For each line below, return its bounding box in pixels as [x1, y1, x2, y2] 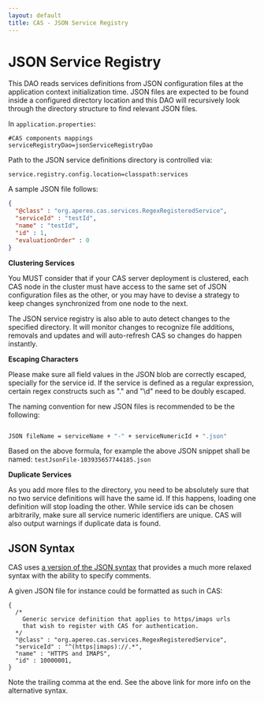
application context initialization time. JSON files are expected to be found [8, 88, 249, 97]
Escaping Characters [8, 354, 79, 364]
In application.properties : [8, 119, 96, 129]
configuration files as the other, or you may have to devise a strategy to [8, 290, 240, 300]
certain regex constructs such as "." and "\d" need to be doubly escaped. [8, 386, 247, 395]
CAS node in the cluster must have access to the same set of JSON [8, 282, 227, 291]
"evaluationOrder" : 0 [15, 236, 90, 245]
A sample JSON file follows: [8, 185, 99, 194]
